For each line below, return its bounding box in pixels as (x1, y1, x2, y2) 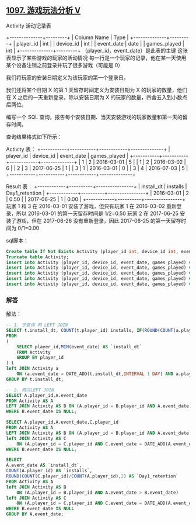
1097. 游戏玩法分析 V (6, 5, 81, 16)
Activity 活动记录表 (6, 22, 51, 29)
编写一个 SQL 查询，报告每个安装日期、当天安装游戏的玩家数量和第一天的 (6, 113, 183, 120)
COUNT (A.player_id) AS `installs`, (6, 468, 93, 474)
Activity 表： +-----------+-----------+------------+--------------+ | (6, 146, 170, 153)
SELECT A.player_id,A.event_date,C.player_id (6, 420, 118, 425)
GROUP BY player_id (16, 355, 64, 361)
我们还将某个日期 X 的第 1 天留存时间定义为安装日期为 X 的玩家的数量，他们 (6, 86, 188, 93)
